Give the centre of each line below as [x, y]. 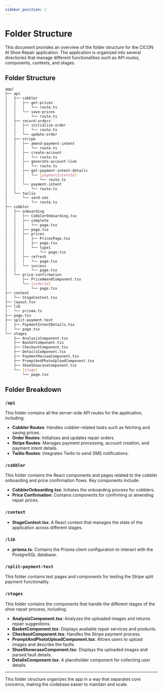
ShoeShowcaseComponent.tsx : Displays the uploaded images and [80, 649]
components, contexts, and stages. [40, 63]
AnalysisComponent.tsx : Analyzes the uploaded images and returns [81, 618]
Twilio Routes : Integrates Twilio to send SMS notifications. [71, 453]
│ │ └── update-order [31, 134]
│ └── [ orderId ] [28, 284]
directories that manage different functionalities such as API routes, [72, 57]
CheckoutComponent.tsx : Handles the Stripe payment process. [76, 634]
